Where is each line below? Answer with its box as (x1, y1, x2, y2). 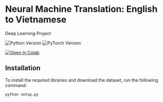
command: (5, 82, 27, 88)
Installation (5, 64, 41, 72)
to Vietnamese (5, 14, 67, 25)
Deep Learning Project (5, 30, 51, 36)
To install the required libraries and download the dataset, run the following (5, 77, 159, 83)
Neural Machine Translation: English (5, 3, 158, 15)
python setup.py (5, 92, 39, 97)
